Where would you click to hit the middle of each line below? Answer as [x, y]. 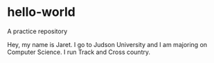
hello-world [42, 12]
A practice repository [37, 31]
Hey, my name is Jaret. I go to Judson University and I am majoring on [107, 44]
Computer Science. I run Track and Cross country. [79, 52]
